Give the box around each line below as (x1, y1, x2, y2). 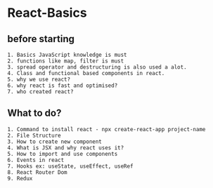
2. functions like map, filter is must (7, 58, 124, 65)
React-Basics (7, 5, 87, 21)
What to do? (7, 107, 62, 119)
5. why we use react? (7, 76, 71, 83)
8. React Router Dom (7, 168, 68, 176)
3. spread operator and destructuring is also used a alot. (7, 64, 188, 71)
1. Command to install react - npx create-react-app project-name (7, 126, 206, 133)
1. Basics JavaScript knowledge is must (7, 51, 128, 58)
